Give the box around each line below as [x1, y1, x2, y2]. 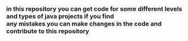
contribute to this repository [6, 27, 89, 35]
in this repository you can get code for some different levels [6, 5, 183, 13]
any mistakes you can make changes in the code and [6, 20, 162, 28]
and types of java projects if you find [6, 12, 114, 20]
